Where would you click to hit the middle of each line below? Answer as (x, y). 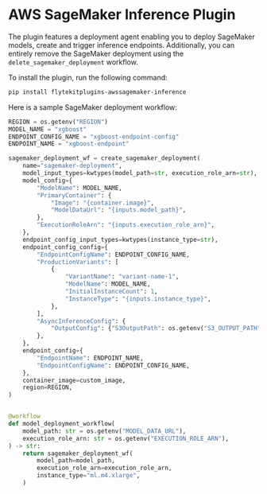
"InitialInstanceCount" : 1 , (111, 292)
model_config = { (48, 181)
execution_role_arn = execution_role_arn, (104, 468)
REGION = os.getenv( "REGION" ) (58, 122)
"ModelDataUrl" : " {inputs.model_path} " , (118, 210)
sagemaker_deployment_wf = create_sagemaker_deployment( (104, 158)
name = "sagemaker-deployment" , (73, 166)
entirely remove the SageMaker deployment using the (96, 53)
